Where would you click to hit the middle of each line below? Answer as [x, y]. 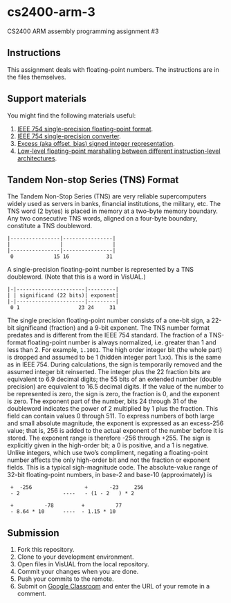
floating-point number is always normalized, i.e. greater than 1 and [122, 342]
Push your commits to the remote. [65, 579]
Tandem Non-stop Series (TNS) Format [93, 179]
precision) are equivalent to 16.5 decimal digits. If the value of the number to [115, 387]
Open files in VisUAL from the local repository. [83, 564]
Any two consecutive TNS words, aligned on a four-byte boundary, [102, 219]
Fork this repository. [46, 550]
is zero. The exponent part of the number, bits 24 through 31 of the [102, 401]
